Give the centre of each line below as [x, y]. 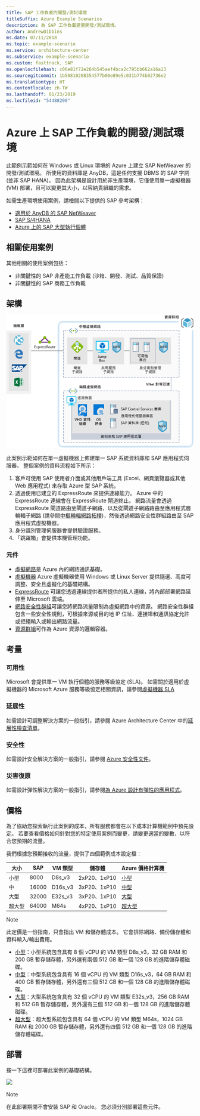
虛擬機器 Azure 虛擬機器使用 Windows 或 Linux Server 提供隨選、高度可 [103, 576]
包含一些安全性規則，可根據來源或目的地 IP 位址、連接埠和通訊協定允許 [102, 614]
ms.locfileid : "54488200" [38, 101]
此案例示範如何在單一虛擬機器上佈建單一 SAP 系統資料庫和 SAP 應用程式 [95, 458]
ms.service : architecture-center [48, 51]
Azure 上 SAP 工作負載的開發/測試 [90, 133]
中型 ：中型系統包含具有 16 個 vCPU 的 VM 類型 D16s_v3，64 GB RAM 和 [103, 975]
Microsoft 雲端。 [47, 599]
